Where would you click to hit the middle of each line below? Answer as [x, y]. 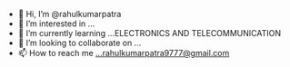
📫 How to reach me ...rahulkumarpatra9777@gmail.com [124, 53]
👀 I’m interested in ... [56, 24]
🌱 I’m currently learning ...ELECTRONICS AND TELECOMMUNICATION [150, 33]
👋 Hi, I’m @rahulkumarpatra [70, 14]
